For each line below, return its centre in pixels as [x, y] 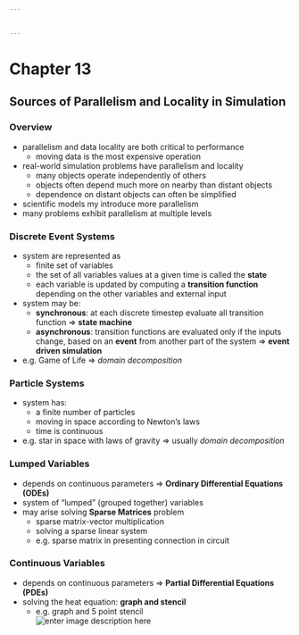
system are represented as [71, 255]
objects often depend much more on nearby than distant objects [154, 185]
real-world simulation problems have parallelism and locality [133, 165]
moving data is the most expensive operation [118, 156]
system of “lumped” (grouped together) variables [112, 502]
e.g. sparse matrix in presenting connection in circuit [133, 540]
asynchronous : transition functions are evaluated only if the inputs [158, 331]
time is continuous [69, 431]
